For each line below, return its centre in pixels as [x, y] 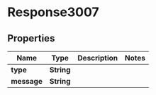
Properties [31, 38]
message [27, 81]
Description [98, 58]
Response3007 [53, 12]
